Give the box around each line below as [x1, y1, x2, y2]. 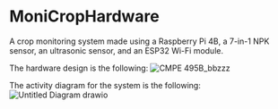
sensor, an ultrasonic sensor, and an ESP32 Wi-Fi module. [9, 45, 224, 55]
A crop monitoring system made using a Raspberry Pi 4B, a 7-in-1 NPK [9, 36, 270, 46]
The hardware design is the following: [9, 63, 149, 73]
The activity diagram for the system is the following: [9, 80, 202, 90]
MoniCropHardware [9, 6, 160, 27]
